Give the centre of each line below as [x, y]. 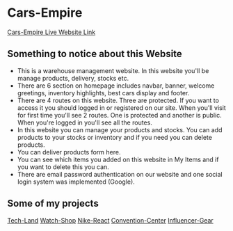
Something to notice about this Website [95, 54]
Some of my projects [53, 204]
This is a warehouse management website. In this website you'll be [113, 70]
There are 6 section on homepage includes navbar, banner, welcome [116, 86]
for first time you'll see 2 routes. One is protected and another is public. [120, 115]
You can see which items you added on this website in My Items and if [118, 159]
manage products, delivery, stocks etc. [73, 78]
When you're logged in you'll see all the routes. [85, 122]
